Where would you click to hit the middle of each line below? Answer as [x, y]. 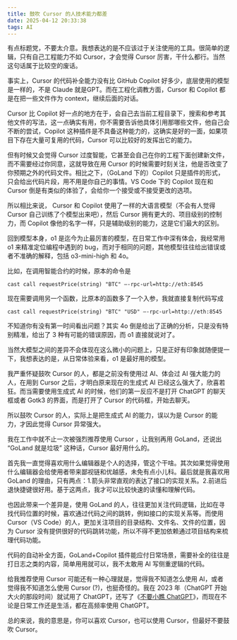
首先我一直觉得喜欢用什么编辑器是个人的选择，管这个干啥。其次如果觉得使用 [119, 463]
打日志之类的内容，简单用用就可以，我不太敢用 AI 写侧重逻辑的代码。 [108, 564]
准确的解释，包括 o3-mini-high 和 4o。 [76, 256]
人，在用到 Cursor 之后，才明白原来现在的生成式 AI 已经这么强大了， [107, 382]
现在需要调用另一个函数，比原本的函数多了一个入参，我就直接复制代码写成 [115, 299]
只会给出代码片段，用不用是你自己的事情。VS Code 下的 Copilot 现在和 [110, 182]
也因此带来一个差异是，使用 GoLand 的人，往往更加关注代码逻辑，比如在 [113, 505]
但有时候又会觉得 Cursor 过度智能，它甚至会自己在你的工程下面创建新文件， [118, 155]
